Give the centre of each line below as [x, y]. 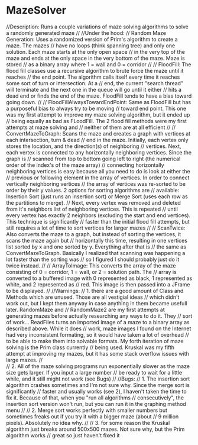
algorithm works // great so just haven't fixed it [63, 435]
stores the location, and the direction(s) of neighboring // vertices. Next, [94, 146]
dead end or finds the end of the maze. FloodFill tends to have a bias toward [99, 96]
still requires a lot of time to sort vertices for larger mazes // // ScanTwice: [96, 228]
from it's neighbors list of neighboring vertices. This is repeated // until [92, 209]
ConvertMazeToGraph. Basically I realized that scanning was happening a [96, 253]
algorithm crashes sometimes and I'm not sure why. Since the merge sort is [98, 385]
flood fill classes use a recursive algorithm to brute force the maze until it [95, 70]
